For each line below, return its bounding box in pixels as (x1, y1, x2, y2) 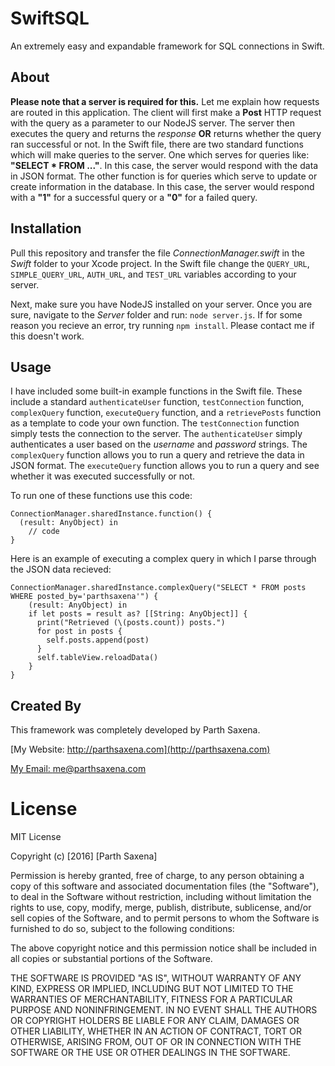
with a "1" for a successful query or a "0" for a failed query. (10, 191, 258, 203)
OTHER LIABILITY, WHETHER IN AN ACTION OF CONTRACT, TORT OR (10, 1025, 302, 1037)
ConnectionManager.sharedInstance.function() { (10, 509, 213, 519)
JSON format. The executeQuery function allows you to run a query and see (10, 460, 320, 472)
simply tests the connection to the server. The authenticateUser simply (10, 428, 303, 440)
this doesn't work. (10, 330, 85, 342)
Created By (10, 697, 82, 714)
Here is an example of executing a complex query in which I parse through (10, 553, 317, 565)
